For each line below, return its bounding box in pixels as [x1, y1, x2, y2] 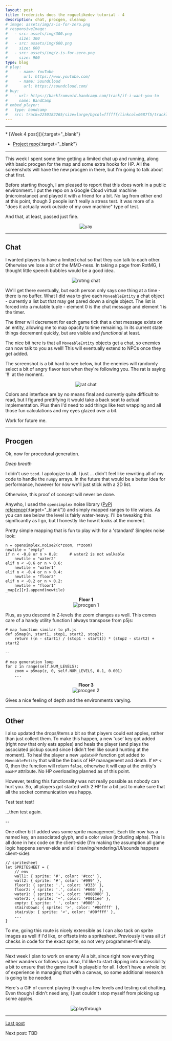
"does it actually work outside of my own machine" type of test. [5, 203, 140, 210]
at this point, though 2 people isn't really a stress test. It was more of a [5, 198, 154, 204]
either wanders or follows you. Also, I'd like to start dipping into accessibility [5, 959, 166, 965]
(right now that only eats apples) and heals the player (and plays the [5, 741, 149, 747]
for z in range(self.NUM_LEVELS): [5, 663, 79, 669]
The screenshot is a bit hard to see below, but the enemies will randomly [5, 360, 158, 366]
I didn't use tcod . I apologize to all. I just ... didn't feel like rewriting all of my [5, 470, 164, 476]
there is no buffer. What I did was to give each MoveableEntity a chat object [5, 293, 165, 299]
